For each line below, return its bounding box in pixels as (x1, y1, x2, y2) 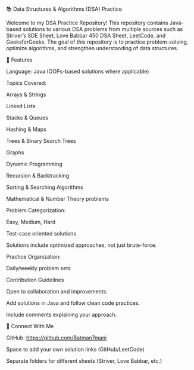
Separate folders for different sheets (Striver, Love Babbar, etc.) (6, 357, 162, 364)
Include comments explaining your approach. (6, 311, 117, 318)
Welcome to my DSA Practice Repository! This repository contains (6, 19, 168, 26)
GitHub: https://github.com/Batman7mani (6, 334, 107, 341)
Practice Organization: (6, 253, 61, 260)
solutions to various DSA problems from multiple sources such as (23, 26, 183, 32)
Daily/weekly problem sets (6, 265, 71, 271)
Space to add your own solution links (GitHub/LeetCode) (6, 346, 145, 353)
